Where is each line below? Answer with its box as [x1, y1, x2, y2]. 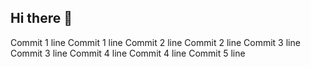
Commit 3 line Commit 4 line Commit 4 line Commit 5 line [10, 47, 246, 59]
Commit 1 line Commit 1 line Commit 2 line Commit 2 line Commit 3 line [10, 36, 301, 48]
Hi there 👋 [10, 10, 73, 27]
